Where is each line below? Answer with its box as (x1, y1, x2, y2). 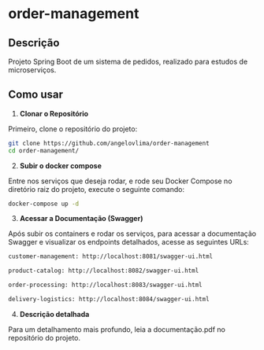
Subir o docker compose (19, 160, 102, 170)
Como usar (8, 88, 64, 101)
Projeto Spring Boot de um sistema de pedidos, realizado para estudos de (8, 57, 248, 66)
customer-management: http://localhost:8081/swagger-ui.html (8, 252, 214, 260)
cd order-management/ (8, 146, 80, 154)
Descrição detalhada (19, 309, 90, 319)
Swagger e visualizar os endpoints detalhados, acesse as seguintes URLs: (8, 238, 250, 247)
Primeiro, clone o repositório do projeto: (8, 123, 138, 134)
